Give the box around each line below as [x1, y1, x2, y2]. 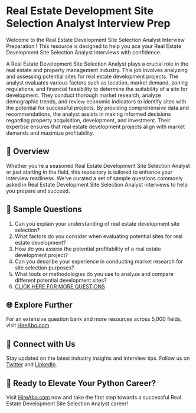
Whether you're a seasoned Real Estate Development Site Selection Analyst [6, 162, 190, 169]
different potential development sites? [14, 277, 107, 284]
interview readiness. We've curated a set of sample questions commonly [6, 174, 183, 181]
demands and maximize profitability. [6, 129, 94, 136]
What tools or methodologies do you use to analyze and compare [14, 270, 174, 277]
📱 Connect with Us [6, 339, 76, 349]
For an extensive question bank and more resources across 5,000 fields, [6, 316, 182, 323]
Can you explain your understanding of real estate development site [14, 220, 180, 227]
